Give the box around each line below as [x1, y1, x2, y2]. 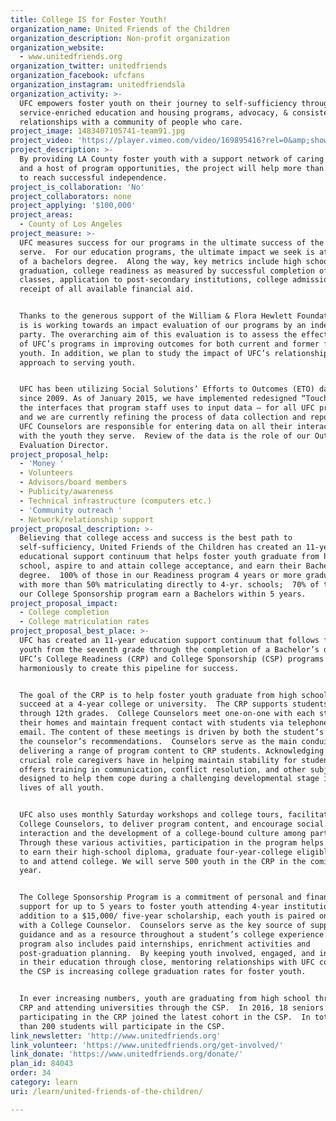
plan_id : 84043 [10, 1059, 74, 1069]
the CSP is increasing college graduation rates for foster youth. [19, 967, 307, 977]
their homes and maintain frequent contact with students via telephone [19, 718, 329, 728]
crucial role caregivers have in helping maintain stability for [19, 755, 298, 765]
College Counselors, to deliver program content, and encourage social [19, 819, 325, 829]
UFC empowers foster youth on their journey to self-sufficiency [19, 98, 298, 108]
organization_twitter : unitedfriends [10, 61, 168, 71]
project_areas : [10, 210, 74, 220]
